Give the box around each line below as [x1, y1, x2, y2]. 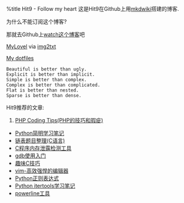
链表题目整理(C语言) [14, 137, 65, 144]
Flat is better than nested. [6, 87, 79, 93]
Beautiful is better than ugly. [6, 66, 87, 72]
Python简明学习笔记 [14, 130, 65, 137]
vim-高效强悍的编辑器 [14, 167, 69, 174]
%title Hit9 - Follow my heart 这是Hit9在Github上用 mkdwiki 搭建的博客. [6, 5, 179, 12]
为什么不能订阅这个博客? [6, 18, 67, 25]
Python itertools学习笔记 [14, 183, 76, 189]
